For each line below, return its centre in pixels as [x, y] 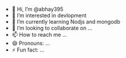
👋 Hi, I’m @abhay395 [37, 9]
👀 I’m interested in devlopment [49, 15]
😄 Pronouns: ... [31, 43]
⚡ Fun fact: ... [28, 50]
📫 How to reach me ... [39, 35]
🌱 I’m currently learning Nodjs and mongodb [66, 22]
